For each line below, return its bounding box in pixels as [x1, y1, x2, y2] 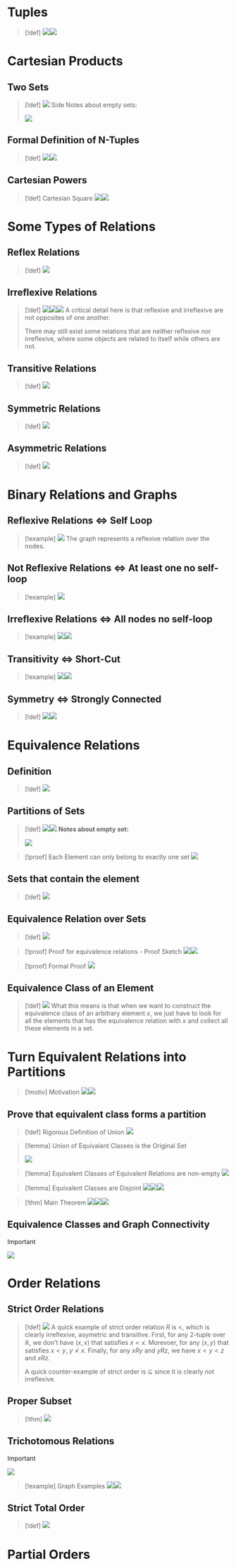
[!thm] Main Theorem [24, 1198, 87, 1207]
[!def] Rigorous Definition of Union [24, 1128, 125, 1136]
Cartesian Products [7, 54, 123, 69]
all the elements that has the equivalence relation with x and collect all [24, 1017, 228, 1025]
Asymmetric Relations [7, 442, 107, 454]
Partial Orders [7, 1546, 91, 1562]
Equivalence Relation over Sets [7, 913, 147, 925]
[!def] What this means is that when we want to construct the [24, 1002, 211, 1010]
